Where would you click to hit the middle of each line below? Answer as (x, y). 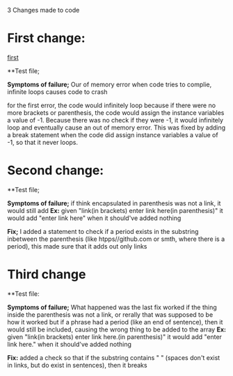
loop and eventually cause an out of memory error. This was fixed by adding (116, 127)
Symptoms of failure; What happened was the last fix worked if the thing (112, 307)
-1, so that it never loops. (43, 142)
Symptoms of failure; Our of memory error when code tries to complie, (110, 84)
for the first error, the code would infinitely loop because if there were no (112, 105)
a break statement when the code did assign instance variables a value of (113, 134)
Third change (47, 275)
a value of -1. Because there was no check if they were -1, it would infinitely (115, 120)
